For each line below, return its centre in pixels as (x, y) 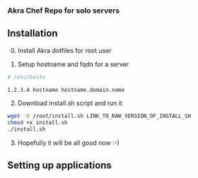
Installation (33, 34)
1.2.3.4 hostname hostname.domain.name (66, 90)
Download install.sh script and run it (70, 103)
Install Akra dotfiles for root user (64, 50)
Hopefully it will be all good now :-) (69, 143)
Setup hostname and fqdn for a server (73, 64)
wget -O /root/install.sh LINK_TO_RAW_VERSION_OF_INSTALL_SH (99, 116)
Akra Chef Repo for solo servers (64, 11)
